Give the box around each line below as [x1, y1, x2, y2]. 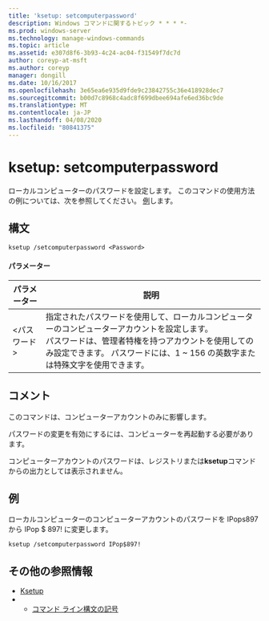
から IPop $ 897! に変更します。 [8, 525, 113, 534]
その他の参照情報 [8, 564, 93, 578]
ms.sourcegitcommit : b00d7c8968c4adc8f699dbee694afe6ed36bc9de [8, 94, 224, 102]
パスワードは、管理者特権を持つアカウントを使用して [45, 335, 246, 346]
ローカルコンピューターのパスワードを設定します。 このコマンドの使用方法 [8, 185, 255, 195]
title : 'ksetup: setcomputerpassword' [8, 11, 138, 20]
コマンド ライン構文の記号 [31, 604, 118, 614]
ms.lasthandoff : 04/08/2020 [8, 116, 102, 124]
